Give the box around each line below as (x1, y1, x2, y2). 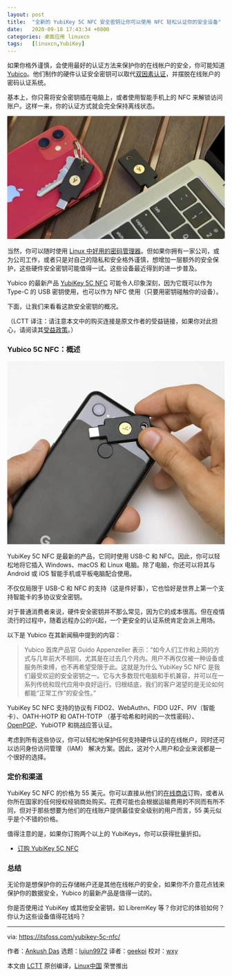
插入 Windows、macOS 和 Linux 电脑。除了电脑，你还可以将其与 (30, 560, 216, 569)
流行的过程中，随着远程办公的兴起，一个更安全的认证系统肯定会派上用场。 (7, 616, 219, 624)
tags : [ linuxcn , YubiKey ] (7, 40, 85, 48)
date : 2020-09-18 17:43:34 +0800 (7, 26, 110, 33)
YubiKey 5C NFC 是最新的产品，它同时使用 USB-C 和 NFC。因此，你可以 (7, 551, 215, 560)
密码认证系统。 (7, 78, 50, 87)
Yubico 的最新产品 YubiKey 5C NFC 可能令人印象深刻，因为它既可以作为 (7, 278, 213, 287)
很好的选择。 (12, 752, 50, 761)
